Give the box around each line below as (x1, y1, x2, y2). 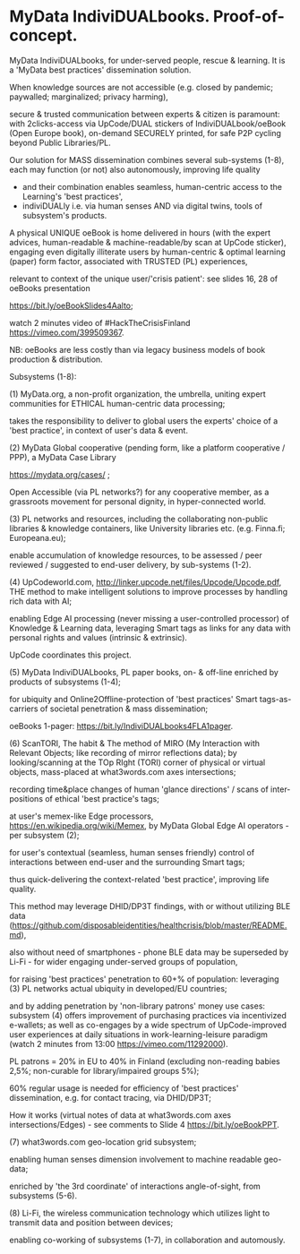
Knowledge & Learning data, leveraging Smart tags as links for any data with (9, 623, 291, 633)
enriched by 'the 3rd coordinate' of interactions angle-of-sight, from (9, 1181, 261, 1191)
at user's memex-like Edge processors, (9, 811, 154, 821)
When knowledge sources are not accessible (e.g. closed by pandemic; (9, 82, 273, 92)
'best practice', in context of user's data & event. (9, 425, 188, 435)
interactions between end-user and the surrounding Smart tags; (9, 856, 245, 867)
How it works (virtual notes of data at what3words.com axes (9, 1109, 232, 1121)
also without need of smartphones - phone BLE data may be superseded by (9, 947, 289, 958)
